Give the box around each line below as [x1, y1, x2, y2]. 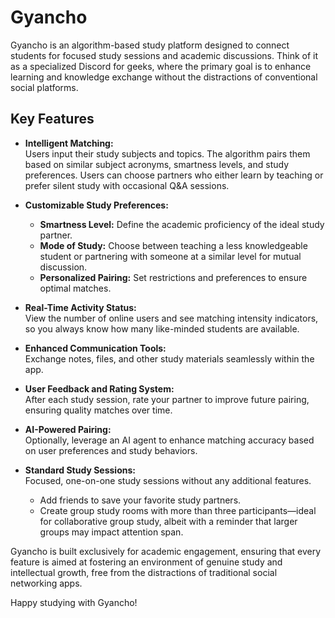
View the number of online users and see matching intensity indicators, [24, 312, 319, 324]
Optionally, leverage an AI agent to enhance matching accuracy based [24, 434, 315, 446]
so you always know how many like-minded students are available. [24, 322, 300, 335]
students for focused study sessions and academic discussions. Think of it [10, 49, 319, 61]
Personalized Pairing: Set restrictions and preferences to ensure [39, 271, 308, 283]
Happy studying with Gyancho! [10, 596, 138, 608]
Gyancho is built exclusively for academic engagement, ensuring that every [10, 545, 322, 557]
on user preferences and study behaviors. [24, 444, 198, 456]
